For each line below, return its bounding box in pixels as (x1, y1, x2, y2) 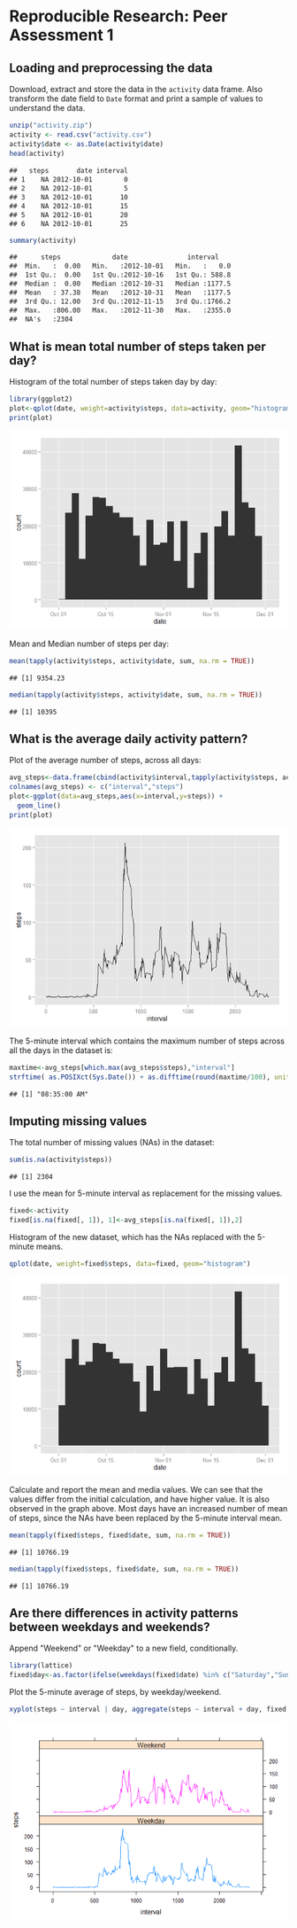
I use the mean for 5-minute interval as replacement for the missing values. (9, 1188, 283, 1198)
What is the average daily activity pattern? (9, 731, 248, 746)
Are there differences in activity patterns (9, 1605, 239, 1620)
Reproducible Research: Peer (9, 6, 228, 27)
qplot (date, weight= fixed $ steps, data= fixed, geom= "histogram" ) (9, 1259, 251, 1268)
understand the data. (9, 103, 86, 113)
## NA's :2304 (9, 315, 73, 324)
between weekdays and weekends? (9, 1620, 210, 1635)
